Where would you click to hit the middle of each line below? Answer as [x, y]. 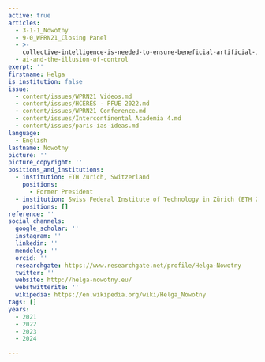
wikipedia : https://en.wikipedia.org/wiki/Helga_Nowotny [111, 295]
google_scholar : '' [47, 229]
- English [31, 140]
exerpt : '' [26, 67]
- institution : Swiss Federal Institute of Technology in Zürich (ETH [134, 199]
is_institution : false [45, 81]
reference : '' [32, 214]
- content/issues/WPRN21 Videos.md [74, 96]
